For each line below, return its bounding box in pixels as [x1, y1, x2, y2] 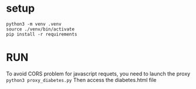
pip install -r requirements [6, 31, 77, 37]
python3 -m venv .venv [6, 21, 62, 27]
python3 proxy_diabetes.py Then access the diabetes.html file [6, 76, 157, 83]
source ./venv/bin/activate [6, 26, 75, 32]
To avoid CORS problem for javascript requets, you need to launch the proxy [6, 70, 191, 77]
